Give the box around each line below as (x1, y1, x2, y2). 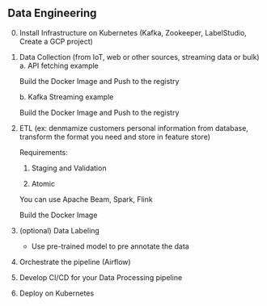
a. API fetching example (19, 61, 99, 70)
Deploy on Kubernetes (19, 288, 95, 298)
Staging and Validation (31, 163, 107, 173)
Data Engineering (7, 6, 97, 20)
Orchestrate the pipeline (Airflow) (19, 257, 131, 266)
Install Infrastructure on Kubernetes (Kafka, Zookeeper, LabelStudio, (19, 27, 248, 37)
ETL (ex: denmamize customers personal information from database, (19, 123, 248, 132)
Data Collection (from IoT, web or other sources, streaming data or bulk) (19, 52, 260, 61)
